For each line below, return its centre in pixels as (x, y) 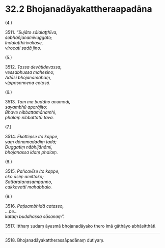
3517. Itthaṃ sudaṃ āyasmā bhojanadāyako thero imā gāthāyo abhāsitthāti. (81, 226)
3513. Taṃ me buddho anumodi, (38, 101)
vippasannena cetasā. (28, 83)
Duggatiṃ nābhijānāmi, (29, 147)
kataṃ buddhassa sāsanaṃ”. (35, 216)
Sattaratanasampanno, (29, 182)
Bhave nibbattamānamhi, (31, 112)
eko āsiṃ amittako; (25, 176)
